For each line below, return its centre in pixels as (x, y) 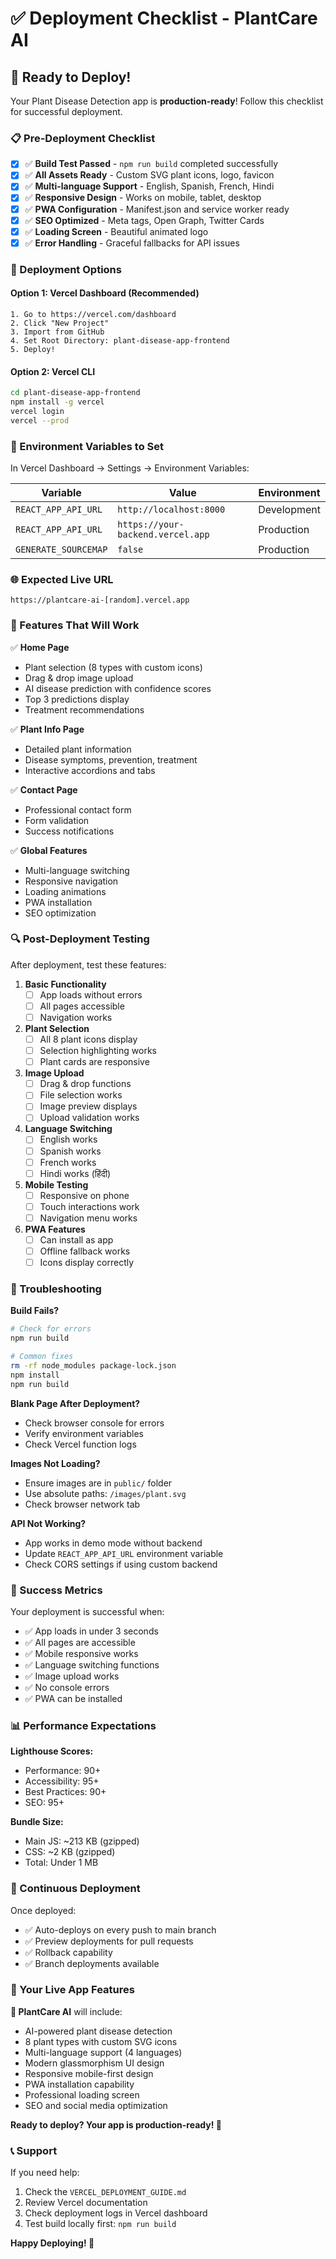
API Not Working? (48, 1523)
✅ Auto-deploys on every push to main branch (120, 1929)
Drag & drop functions (85, 1084)
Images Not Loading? (55, 1463)
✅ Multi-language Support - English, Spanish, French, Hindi (149, 186)
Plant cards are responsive (94, 1062)
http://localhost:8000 (171, 509)
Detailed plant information (78, 749)
